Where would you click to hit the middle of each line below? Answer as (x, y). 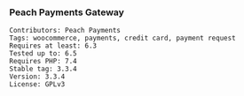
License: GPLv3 (37, 85)
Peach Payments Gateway (67, 12)
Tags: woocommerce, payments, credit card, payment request (123, 38)
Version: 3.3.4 (37, 77)
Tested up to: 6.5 (43, 54)
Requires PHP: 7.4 (43, 62)
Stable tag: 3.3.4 (43, 69)
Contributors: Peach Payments (65, 31)
